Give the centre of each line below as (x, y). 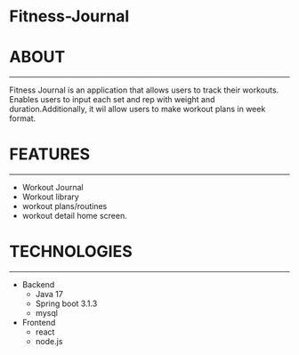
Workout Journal (53, 188)
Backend (38, 285)
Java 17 (49, 294)
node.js (49, 341)
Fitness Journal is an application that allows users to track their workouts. (144, 90)
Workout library (51, 197)
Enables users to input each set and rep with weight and (112, 100)
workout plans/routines (65, 206)
